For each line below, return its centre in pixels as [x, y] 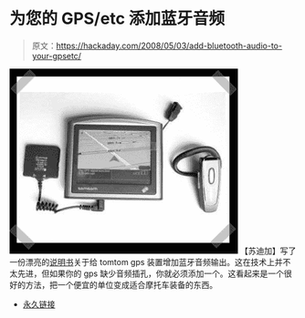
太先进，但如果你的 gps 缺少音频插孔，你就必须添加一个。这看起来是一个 [147, 273]
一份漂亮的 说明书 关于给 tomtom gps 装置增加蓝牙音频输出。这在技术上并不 [150, 262]
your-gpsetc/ [57, 56]
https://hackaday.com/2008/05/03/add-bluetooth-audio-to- [169, 46]
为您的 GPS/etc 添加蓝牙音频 [117, 19]
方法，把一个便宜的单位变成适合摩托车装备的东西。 [121, 284]
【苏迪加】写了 [268, 251]
